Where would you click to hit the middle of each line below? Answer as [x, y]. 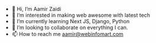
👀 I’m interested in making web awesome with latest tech [81, 15]
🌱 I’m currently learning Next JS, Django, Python [71, 21]
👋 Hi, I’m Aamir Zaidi [36, 9]
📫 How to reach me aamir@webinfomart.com [68, 34]
